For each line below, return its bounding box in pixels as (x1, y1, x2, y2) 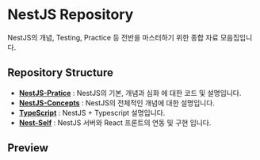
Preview (7, 141, 49, 155)
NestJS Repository (7, 6, 134, 24)
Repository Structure (7, 66, 114, 80)
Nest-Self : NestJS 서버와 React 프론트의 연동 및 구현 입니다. (18, 117, 212, 128)
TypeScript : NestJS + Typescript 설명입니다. (18, 108, 166, 117)
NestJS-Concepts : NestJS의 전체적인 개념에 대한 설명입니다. (18, 97, 216, 108)
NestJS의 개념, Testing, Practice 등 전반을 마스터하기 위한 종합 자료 (7, 32, 219, 42)
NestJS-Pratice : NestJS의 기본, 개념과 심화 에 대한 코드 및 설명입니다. (18, 88, 242, 97)
